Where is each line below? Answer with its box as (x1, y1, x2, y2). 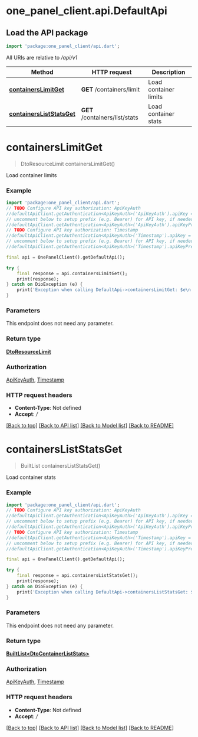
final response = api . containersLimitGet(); (16, 270, 128, 276)
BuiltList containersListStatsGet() (20, 462, 101, 469)
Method (31, 68, 54, 76)
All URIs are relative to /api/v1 (6, 54, 78, 61)
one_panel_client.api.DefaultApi (6, 4, 168, 18)
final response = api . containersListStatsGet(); (16, 573, 138, 579)
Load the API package (6, 28, 88, 38)
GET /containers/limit (81, 85, 140, 93)
